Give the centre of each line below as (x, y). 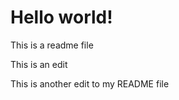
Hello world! (61, 17)
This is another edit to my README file (90, 83)
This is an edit (39, 64)
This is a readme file (52, 45)
